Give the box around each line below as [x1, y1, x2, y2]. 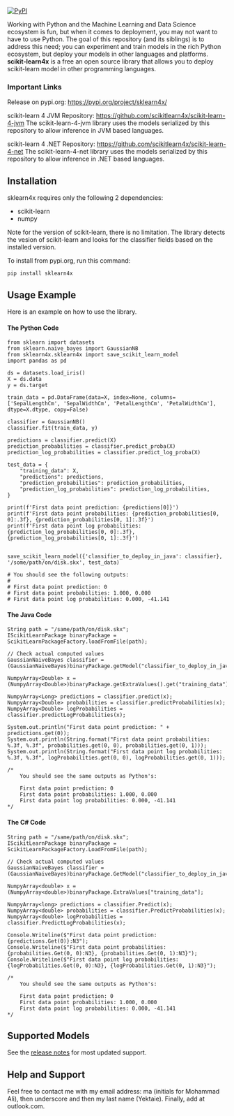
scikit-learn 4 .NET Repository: [7, 140, 95, 148]
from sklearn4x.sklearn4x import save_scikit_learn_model [7, 352, 179, 358]
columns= [150, 394, 176, 401]
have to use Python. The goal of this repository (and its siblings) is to [7, 35, 205, 43]
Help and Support [7, 1068, 86, 1080]
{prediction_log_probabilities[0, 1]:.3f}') [7, 535, 139, 542]
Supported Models [7, 1029, 90, 1041]
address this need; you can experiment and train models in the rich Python [7, 43, 221, 50]
